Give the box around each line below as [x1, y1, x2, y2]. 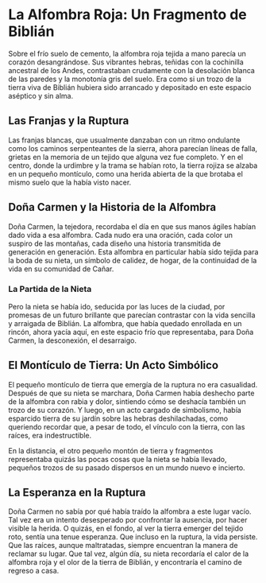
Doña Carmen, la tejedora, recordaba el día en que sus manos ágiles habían [8, 221, 256, 231]
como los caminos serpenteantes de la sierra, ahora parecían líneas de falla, [8, 143, 258, 153]
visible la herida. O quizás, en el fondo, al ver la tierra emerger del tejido [8, 523, 244, 534]
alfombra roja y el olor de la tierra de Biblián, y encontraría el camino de [8, 558, 242, 567]
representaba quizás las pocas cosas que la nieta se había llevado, [8, 454, 227, 464]
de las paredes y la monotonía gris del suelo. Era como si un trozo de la [8, 74, 242, 84]
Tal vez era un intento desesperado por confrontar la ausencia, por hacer [8, 515, 248, 525]
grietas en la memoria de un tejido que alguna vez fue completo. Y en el [8, 152, 244, 161]
